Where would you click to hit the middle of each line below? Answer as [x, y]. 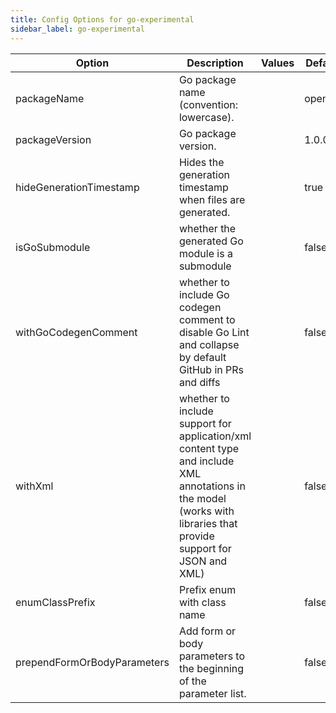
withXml [34, 486]
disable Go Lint [214, 332]
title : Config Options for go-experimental [102, 19]
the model [202, 498]
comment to [207, 319]
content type [209, 448]
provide [196, 536]
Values [278, 63]
